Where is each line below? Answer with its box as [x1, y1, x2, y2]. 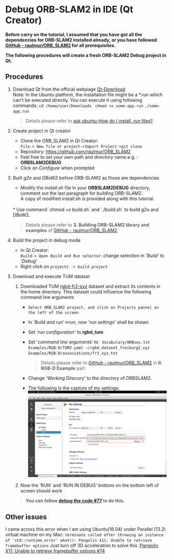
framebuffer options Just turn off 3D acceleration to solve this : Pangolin [5, 542, 159, 548]
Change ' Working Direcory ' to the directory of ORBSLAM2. [28, 375, 152, 381]
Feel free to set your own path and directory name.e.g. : [20, 154, 138, 160]
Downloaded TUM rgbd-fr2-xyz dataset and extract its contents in [20, 283, 160, 289]
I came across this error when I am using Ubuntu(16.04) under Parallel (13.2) [5, 526, 166, 532]
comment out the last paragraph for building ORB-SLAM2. [20, 190, 143, 196]
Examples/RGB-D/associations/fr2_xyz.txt [28, 351, 118, 356]
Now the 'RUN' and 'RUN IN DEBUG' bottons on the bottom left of [20, 482, 159, 488]
